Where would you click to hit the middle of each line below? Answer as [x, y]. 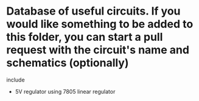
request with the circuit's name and [98, 50]
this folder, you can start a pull [85, 37]
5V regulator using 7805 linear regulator [65, 91]
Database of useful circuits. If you [93, 11]
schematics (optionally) [68, 63]
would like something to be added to [100, 24]
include [16, 80]
